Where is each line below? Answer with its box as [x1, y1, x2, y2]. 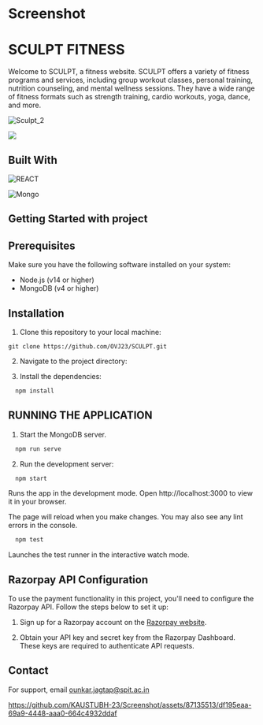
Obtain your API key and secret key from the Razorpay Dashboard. [19, 633, 236, 642]
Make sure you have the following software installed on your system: [8, 260, 231, 270]
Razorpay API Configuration [8, 573, 148, 586]
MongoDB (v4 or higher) [19, 284, 99, 293]
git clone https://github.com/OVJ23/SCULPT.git [8, 342, 168, 351]
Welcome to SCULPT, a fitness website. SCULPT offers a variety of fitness [8, 67, 250, 76]
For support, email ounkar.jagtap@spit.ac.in [8, 685, 150, 694]
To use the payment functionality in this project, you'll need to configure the [8, 594, 254, 604]
